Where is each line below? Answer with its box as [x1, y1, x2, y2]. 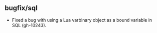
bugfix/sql [4, 4, 38, 12]
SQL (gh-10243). [11, 22, 47, 28]
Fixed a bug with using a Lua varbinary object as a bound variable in [11, 17, 153, 23]
